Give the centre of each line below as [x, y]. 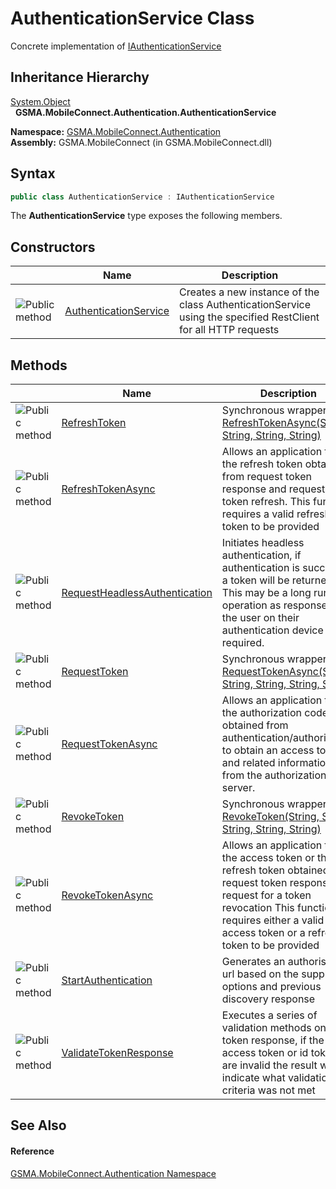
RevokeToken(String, [270, 817]
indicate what [253, 1078]
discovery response [268, 999]
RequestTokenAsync [109, 744]
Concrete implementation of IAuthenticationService [116, 46]
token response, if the [273, 1040]
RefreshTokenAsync [108, 489]
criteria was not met [268, 1090]
